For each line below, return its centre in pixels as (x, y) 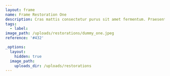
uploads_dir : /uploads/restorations (53, 66)
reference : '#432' (25, 38)
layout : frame (20, 10)
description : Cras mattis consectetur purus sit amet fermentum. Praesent (86, 19)
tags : (11, 24)
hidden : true (28, 56)
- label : (19, 29)
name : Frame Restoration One (36, 15)
